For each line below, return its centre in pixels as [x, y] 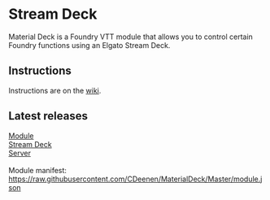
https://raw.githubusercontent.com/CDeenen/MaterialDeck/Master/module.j [135, 179]
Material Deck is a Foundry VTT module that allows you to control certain [131, 37]
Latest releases [48, 116]
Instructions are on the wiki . [55, 90]
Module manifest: [38, 170]
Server [20, 153]
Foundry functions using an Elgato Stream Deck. [89, 45]
